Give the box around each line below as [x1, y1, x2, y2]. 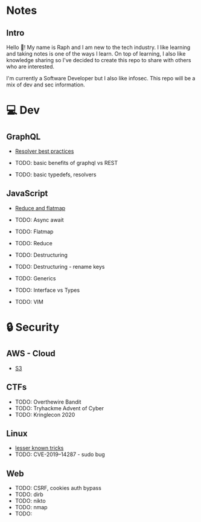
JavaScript [6, 188, 48, 199]
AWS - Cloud [6, 349, 56, 359]
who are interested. [6, 63, 55, 70]
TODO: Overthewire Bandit [14, 398, 81, 405]
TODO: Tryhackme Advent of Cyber [14, 404, 104, 411]
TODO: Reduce [14, 239, 53, 246]
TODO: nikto [14, 497, 46, 504]
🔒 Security [6, 321, 60, 334]
